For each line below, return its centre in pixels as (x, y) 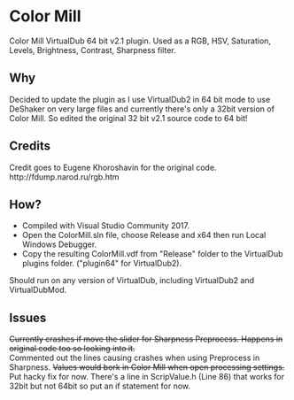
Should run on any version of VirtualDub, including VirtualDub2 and (132, 281)
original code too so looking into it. (72, 349)
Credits (30, 146)
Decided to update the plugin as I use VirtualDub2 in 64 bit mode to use (140, 99)
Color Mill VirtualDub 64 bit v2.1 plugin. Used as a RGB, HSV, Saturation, (140, 41)
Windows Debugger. (59, 244)
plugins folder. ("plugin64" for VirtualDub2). (102, 264)
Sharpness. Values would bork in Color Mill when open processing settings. (147, 367)
